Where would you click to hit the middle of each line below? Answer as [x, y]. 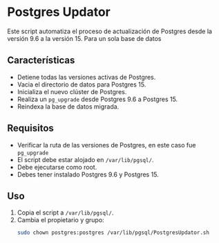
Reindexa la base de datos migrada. [68, 106]
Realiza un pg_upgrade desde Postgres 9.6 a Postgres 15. [97, 99]
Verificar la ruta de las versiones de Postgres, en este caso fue [106, 145]
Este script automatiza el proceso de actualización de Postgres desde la [110, 31]
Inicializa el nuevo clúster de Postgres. [72, 91]
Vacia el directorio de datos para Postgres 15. [82, 84]
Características [41, 61]
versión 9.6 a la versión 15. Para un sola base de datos [84, 38]
